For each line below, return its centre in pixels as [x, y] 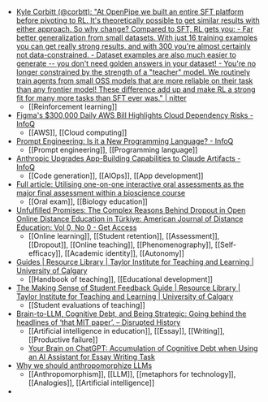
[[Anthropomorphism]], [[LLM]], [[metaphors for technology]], [132, 374]
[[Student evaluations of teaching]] [87, 305]
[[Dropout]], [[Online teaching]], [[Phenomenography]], [121, 244]
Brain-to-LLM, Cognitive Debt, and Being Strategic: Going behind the [131, 313]
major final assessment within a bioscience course [101, 193]
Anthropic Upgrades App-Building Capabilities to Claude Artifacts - [128, 158]
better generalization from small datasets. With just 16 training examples [137, 37]
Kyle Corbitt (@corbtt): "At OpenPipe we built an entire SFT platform [130, 12]
